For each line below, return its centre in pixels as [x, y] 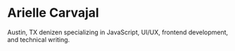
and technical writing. [39, 39]
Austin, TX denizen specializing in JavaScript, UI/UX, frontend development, [118, 32]
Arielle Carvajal [53, 13]
